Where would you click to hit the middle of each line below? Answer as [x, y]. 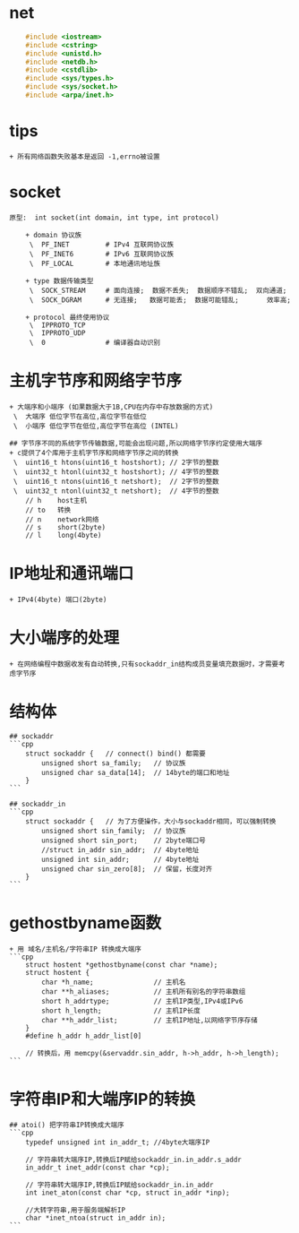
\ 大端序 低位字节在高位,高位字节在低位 [80, 416]
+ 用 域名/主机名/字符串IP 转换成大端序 [75, 949]
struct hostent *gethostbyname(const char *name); [122, 965]
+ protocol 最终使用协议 [68, 317]
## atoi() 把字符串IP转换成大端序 [67, 1125]
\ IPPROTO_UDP [58, 333]
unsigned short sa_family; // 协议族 [114, 763]
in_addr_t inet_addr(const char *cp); [98, 1168]
